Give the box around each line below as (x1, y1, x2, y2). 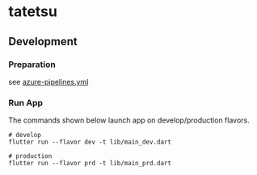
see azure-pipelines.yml (8, 77, 89, 86)
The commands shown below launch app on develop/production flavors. (8, 115, 251, 125)
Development (8, 35, 78, 48)
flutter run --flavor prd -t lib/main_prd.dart (8, 160, 172, 168)
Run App (8, 97, 43, 108)
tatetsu (8, 2, 58, 21)
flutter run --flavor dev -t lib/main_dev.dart (8, 138, 172, 147)
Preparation (8, 59, 57, 70)
